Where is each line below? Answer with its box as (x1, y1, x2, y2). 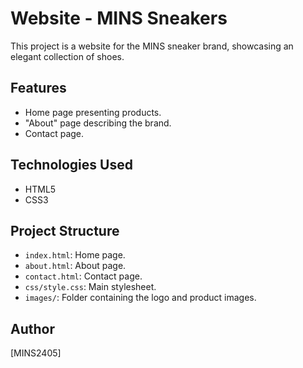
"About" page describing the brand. (24, 117, 172, 129)
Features (10, 80, 67, 97)
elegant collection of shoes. (10, 50, 125, 62)
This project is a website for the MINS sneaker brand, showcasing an (10, 40, 294, 52)
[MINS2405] (10, 347, 62, 359)
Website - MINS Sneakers (10, 7, 228, 30)
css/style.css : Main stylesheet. (24, 281, 157, 293)
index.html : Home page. (24, 249, 126, 261)
